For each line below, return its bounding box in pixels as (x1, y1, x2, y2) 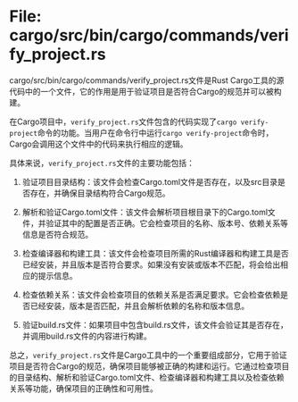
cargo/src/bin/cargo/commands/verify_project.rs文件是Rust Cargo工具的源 (9, 74, 285, 86)
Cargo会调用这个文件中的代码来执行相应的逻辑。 (9, 138, 189, 149)
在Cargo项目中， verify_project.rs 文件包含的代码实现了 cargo (9, 116, 237, 127)
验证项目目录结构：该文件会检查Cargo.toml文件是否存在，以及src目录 (21, 176, 278, 187)
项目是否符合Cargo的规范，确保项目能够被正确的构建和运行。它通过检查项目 (9, 360, 290, 372)
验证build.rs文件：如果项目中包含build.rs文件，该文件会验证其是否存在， (21, 319, 288, 330)
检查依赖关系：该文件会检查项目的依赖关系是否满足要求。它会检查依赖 (21, 289, 281, 300)
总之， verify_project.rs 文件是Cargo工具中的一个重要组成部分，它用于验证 (9, 349, 287, 360)
